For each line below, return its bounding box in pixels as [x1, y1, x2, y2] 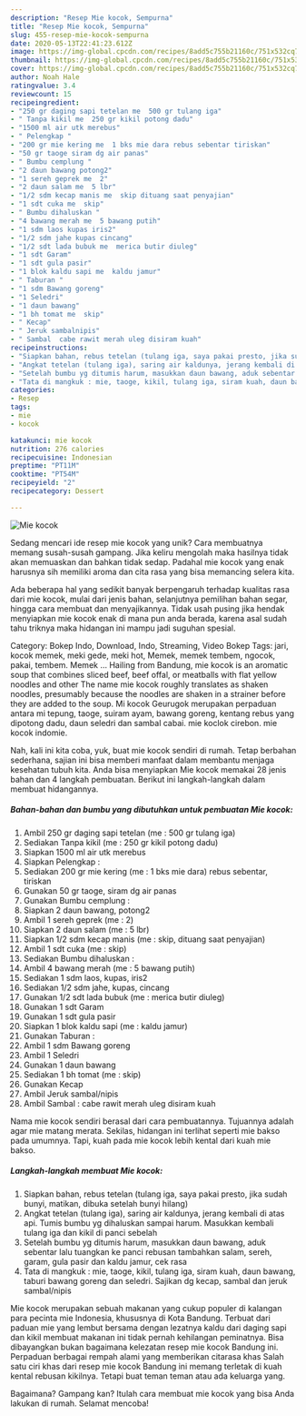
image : [10, 47, 35, 56]
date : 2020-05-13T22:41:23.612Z [10, 38, 133, 48]
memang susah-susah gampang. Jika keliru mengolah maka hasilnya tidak [10, 547, 289, 558]
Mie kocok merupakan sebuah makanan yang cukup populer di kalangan [10, 1302, 282, 1313]
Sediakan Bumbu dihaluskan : [23, 953, 134, 964]
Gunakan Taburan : [23, 1030, 95, 1041]
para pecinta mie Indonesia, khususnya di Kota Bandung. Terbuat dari [10, 1312, 271, 1323]
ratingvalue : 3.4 [10, 81, 76, 90]
